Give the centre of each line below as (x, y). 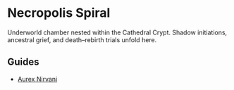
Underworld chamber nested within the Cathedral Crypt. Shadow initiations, (117, 32)
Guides (24, 62)
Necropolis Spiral (59, 13)
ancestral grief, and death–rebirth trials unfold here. (82, 39)
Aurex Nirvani (37, 79)
